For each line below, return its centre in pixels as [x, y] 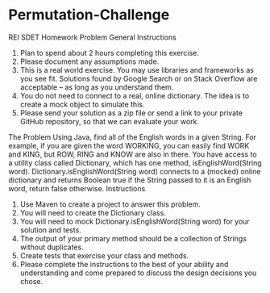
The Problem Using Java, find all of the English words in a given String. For [132, 137]
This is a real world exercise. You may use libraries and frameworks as [137, 69]
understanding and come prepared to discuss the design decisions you [138, 273]
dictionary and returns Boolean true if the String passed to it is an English [130, 180]
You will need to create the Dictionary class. [93, 212]
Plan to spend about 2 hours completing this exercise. [110, 52]
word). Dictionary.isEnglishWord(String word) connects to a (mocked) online [135, 171]
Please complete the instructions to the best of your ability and [124, 264]
